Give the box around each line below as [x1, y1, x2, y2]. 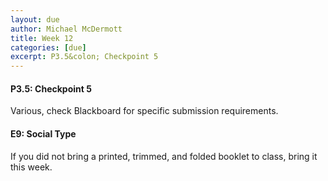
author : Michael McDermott [10, 24, 123, 34]
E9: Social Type [10, 127, 77, 140]
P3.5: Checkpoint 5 [10, 82, 92, 95]
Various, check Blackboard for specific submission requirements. [10, 105, 279, 117]
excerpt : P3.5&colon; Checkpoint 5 [10, 52, 159, 62]
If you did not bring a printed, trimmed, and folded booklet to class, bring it [10, 150, 318, 162]
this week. [10, 161, 53, 173]
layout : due [10, 14, 60, 25]
